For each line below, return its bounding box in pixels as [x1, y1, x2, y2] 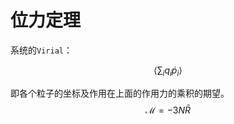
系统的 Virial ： [10, 44, 73, 56]
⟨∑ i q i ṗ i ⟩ [153, 64, 183, 78]
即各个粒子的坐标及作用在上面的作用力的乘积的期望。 [10, 87, 230, 99]
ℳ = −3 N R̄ [144, 104, 192, 116]
